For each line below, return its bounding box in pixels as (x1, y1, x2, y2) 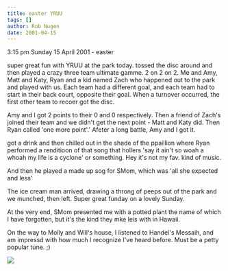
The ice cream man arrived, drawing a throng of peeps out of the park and (7, 187, 217, 196)
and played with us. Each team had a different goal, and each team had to (7, 83, 215, 91)
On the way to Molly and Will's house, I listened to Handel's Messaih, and (7, 228, 214, 237)
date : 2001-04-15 (7, 29, 57, 36)
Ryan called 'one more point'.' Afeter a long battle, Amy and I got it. (7, 126, 196, 134)
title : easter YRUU (7, 10, 63, 17)
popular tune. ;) (7, 243, 51, 251)
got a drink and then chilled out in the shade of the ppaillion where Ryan (7, 139, 210, 148)
